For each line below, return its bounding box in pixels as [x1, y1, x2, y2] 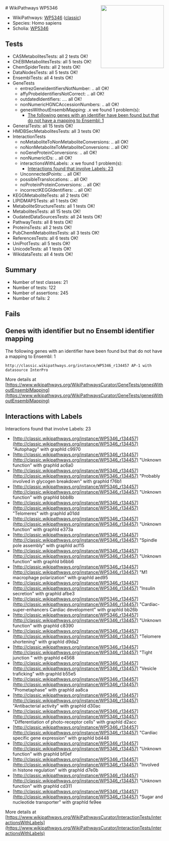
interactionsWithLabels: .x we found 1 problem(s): [20, 160, 123, 166]
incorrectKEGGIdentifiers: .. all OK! [20, 187, 92, 193]
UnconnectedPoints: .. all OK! [20, 171, 81, 177]
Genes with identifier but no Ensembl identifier [5, 327, 155, 335]
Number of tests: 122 [12, 284, 56, 290]
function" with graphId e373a [12, 526, 74, 532]
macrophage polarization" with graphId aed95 [12, 574, 108, 580]
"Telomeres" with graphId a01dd [12, 510, 79, 516]
